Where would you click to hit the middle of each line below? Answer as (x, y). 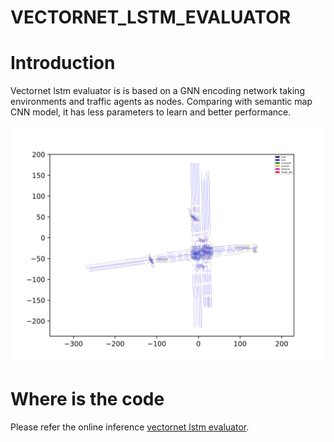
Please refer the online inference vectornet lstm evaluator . (130, 427)
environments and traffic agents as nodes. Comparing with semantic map (161, 102)
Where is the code (87, 399)
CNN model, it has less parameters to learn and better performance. (151, 112)
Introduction (63, 63)
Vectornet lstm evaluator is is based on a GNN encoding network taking (157, 91)
